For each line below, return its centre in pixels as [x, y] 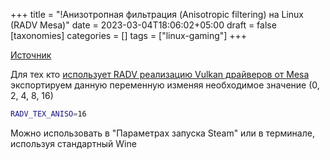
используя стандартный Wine [73, 143]
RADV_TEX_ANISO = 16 [48, 114]
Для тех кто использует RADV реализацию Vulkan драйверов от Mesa [160, 74]
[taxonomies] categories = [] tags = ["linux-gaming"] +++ [129, 35]
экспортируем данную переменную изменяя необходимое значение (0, [165, 85]
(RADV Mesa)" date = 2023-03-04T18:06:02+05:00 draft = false [143, 25]
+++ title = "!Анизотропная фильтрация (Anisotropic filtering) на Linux [157, 14]
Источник [31, 55]
